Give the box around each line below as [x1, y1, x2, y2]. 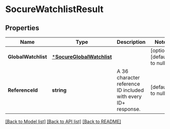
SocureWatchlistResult [5, 4, 104, 15]
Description [116, 39, 146, 45]
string [52, 87, 67, 94]
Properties [5, 24, 39, 32]
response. [116, 106, 141, 112]
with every [116, 93, 142, 100]
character [116, 74, 140, 81]
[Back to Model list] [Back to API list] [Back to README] [5, 118, 121, 124]
